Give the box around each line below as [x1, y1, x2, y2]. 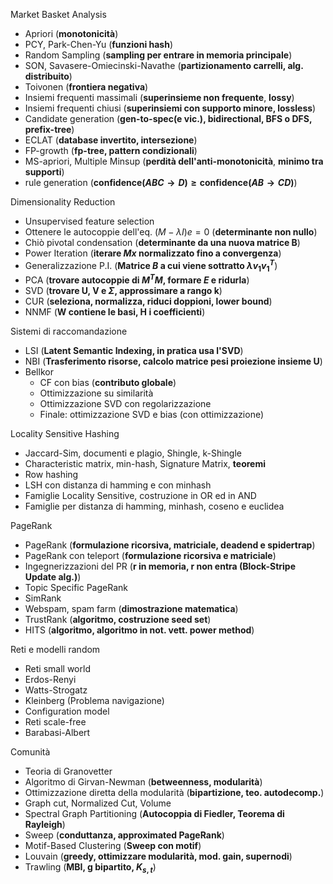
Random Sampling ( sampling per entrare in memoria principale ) [24, 49, 293, 61]
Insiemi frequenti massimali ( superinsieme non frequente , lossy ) [24, 92, 295, 103]
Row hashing [24, 469, 79, 481]
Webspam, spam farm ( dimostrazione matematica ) [24, 603, 239, 615]
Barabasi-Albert [24, 727, 91, 739]
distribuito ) [24, 70, 73, 82]
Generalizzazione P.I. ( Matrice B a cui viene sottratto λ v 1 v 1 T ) [24, 258, 278, 274]
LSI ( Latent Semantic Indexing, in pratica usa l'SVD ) [24, 345, 244, 357]
